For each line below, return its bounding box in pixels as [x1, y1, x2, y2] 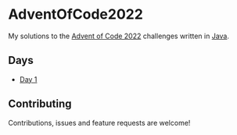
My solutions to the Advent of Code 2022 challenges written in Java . [8, 31, 229, 41]
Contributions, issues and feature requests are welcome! [8, 118, 191, 127]
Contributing [8, 98, 72, 111]
